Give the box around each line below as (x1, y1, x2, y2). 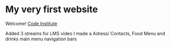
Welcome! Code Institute (5, 20, 57, 27)
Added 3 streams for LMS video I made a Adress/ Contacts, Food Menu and (5, 30, 165, 36)
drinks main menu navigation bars (5, 36, 77, 42)
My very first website (5, 4, 98, 15)
